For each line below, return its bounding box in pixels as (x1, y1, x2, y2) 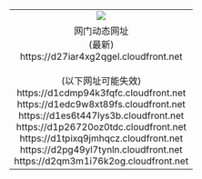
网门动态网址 (74, 25, 129, 37)
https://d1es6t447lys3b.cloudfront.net (17, 109, 185, 122)
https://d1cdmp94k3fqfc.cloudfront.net (16, 86, 187, 99)
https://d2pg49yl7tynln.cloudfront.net (19, 143, 183, 155)
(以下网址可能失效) (60, 75, 142, 87)
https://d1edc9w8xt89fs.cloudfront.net (16, 97, 187, 110)
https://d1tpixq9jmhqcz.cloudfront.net (19, 132, 184, 144)
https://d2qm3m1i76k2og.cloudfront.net (14, 154, 189, 167)
